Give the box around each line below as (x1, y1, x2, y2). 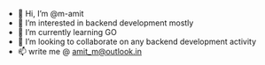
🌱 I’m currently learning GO (17, 27, 117, 37)
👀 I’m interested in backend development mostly (17, 18, 194, 28)
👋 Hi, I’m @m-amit (17, 9, 84, 18)
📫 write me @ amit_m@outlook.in (17, 47, 142, 56)
